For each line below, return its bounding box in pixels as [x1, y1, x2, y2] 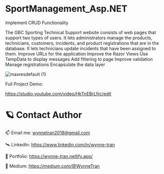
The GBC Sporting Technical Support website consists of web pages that [5, 29, 156, 35]
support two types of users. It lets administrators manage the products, [5, 35, 153, 41]
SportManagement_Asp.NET [5, 3, 128, 15]
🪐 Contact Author [5, 109, 82, 121]
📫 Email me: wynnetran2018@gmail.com [5, 129, 90, 136]
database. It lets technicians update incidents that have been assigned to [5, 45, 156, 51]
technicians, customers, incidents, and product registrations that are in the [5, 40, 159, 46]
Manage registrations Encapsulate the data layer [5, 61, 105, 67]
